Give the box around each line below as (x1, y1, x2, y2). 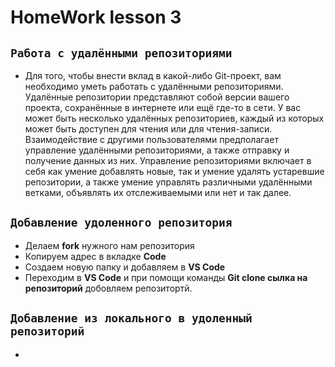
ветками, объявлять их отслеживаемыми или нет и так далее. (24, 187, 292, 198)
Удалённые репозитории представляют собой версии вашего (24, 91, 290, 103)
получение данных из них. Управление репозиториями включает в (24, 155, 312, 166)
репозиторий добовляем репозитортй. (24, 282, 193, 294)
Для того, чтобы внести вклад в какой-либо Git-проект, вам (24, 70, 282, 81)
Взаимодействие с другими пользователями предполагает (24, 134, 279, 145)
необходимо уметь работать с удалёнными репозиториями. (24, 81, 284, 92)
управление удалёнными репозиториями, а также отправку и (24, 144, 290, 156)
